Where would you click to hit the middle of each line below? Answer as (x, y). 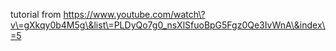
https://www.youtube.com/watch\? (134, 14)
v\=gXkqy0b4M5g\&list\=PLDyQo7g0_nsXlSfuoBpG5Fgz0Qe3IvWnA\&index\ (168, 25)
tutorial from (36, 14)
